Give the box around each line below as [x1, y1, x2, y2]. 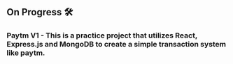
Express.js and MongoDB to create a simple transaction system [6, 40, 227, 49]
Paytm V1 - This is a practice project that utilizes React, [6, 31, 197, 40]
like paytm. [6, 48, 45, 58]
